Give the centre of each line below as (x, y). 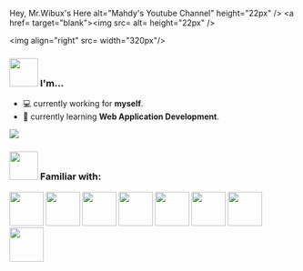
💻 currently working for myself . (83, 104)
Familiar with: (71, 176)
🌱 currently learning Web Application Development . (121, 116)
